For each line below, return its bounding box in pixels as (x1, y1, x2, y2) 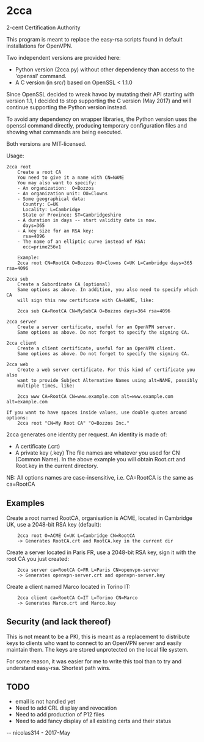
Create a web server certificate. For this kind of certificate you (17, 367, 195, 373)
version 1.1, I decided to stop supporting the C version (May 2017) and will (6, 97, 191, 104)
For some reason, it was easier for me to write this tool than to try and (6, 657, 182, 665)
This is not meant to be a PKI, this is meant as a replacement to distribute (6, 633, 191, 640)
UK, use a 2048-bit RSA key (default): (6, 520, 102, 528)
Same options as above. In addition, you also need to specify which (17, 286, 199, 293)
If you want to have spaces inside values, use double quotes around (6, 409, 188, 416)
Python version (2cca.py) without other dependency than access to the (15, 65, 195, 73)
